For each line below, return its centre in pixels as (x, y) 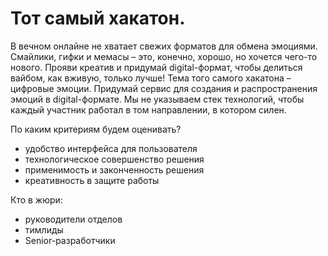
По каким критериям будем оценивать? (96, 129)
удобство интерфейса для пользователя (111, 148)
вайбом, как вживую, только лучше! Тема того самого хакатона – (151, 78)
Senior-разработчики (70, 240)
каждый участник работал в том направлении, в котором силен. (148, 109)
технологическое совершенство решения (114, 159)
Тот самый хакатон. (98, 18)
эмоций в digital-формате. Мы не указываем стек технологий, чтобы (157, 99)
